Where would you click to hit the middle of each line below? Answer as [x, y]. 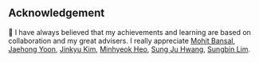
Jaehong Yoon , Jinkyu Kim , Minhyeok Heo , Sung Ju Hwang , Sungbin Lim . [129, 49]
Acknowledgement [57, 13]
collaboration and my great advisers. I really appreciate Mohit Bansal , [122, 41]
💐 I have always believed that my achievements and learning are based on [129, 32]
